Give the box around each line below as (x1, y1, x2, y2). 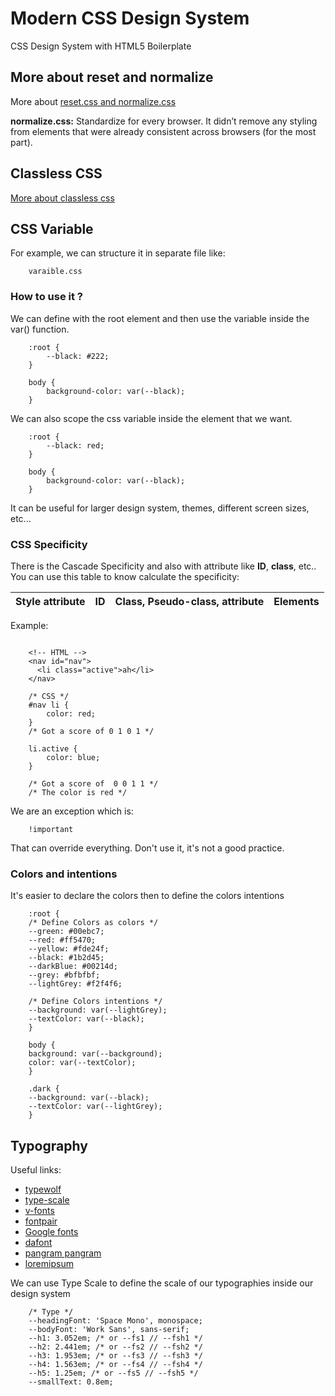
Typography (10, 1137, 88, 1154)
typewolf (24, 1183, 62, 1196)
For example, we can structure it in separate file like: (10, 247, 226, 259)
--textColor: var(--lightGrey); (28, 1102, 163, 1112)
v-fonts (24, 1205, 55, 1217)
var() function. (10, 323, 70, 335)
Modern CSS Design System (10, 7, 250, 30)
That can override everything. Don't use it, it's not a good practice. (10, 842, 285, 854)
